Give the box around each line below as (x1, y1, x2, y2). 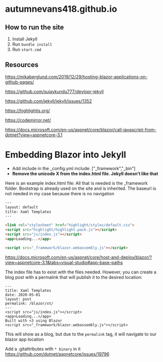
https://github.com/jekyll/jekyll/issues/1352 (5, 98, 92, 104)
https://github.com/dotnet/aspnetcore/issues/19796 (5, 351, 110, 357)
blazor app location (5, 336, 44, 342)
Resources (5, 60, 39, 69)
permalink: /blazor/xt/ (5, 301, 54, 306)
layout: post (5, 297, 32, 302)
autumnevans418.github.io (5, 3, 117, 15)
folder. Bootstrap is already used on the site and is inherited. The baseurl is (5, 185, 157, 191)
